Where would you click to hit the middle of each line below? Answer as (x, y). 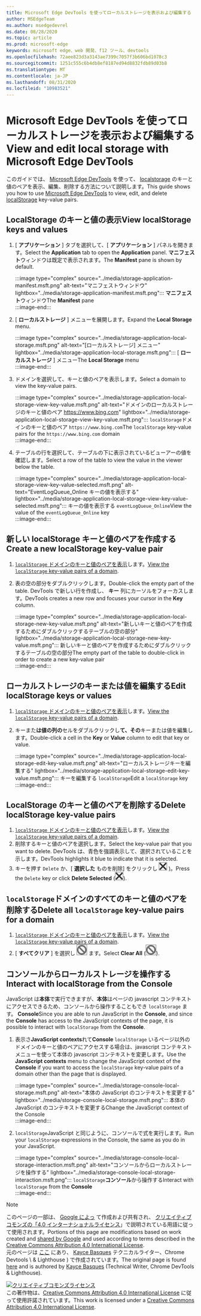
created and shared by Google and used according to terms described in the (100, 1239)
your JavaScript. (35, 1146)
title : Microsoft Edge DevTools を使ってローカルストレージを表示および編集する (99, 13)
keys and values (37, 230)
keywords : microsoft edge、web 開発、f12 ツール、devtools (78, 51)
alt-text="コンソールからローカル (130, 1165)
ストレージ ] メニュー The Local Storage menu (82, 360)
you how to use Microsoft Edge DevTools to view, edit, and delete (87, 193)
